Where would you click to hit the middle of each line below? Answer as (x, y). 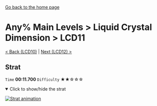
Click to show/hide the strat (38, 89)
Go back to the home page (32, 7)
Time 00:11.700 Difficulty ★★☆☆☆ (44, 79)
